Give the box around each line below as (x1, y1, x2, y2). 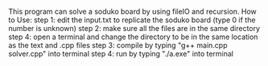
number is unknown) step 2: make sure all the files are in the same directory (8, 24, 260, 33)
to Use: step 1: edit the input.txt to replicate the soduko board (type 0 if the (8, 15, 256, 25)
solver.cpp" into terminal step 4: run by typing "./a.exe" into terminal (8, 49, 233, 58)
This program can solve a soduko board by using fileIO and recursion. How (8, 7, 258, 16)
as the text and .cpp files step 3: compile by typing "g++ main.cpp (8, 41, 228, 50)
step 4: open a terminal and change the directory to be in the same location (8, 32, 258, 41)
